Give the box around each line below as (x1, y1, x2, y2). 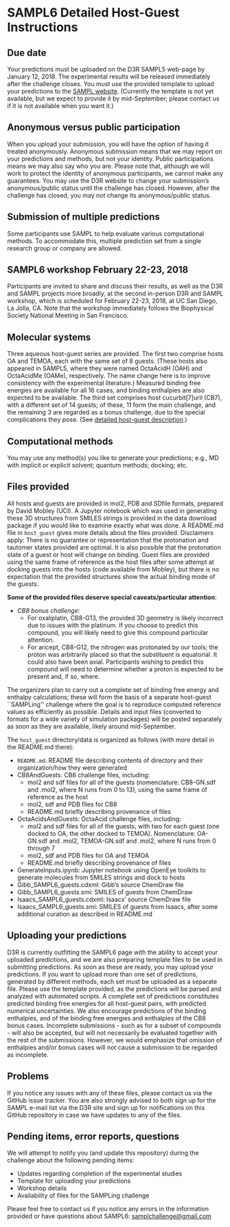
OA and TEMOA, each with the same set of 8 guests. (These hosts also (7, 357, 208, 366)
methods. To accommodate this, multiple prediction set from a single (7, 236, 201, 245)
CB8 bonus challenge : (16, 606, 80, 614)
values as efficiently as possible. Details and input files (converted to (7, 707, 202, 715)
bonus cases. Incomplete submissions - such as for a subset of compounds (7, 1021, 222, 1029)
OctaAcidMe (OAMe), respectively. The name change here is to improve (7, 372, 211, 380)
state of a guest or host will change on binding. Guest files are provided (7, 550, 209, 558)
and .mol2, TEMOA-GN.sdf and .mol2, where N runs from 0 (49, 837, 216, 845)
